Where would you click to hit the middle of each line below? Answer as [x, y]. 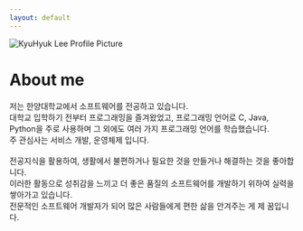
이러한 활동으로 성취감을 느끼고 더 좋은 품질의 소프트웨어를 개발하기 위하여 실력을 [152, 183]
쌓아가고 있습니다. [41, 194]
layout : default [40, 18]
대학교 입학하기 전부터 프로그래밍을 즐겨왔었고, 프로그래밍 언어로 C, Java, [139, 117]
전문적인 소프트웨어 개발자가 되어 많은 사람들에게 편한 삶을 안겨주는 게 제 [137, 206]
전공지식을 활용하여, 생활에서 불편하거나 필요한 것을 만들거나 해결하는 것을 [140, 161]
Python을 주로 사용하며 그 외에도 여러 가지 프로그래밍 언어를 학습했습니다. [139, 128]
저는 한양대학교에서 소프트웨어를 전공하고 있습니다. [99, 106]
